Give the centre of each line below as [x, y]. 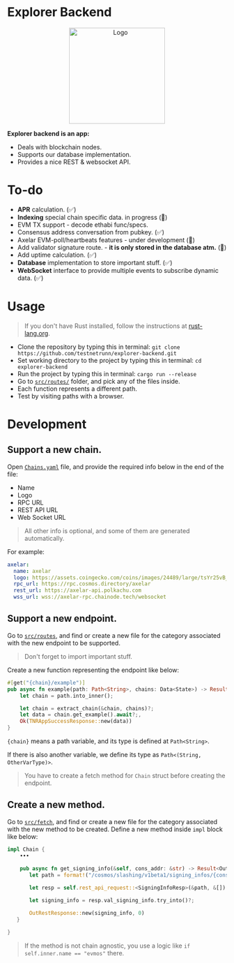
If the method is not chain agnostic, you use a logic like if [107, 946]
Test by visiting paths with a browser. [71, 396]
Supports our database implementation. [74, 154]
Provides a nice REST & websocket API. [74, 162]
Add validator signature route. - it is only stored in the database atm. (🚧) [122, 247]
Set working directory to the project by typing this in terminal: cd [109, 360]
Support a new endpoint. [62, 619]
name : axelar [32, 571]
